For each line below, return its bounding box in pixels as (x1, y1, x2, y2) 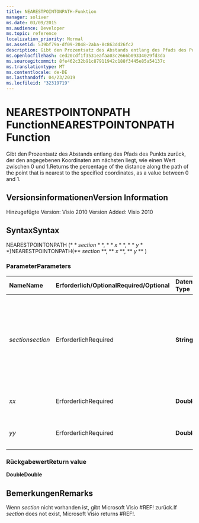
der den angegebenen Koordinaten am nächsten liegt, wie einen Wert (6, 156, 176, 163)
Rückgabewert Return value (6, 457, 87, 466)
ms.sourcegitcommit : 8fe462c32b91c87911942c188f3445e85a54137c (6, 58, 166, 64)
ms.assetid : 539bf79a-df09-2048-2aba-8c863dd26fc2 (6, 42, 134, 48)
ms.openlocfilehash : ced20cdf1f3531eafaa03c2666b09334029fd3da (6, 53, 166, 59)
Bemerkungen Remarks (6, 488, 94, 498)
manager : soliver (6, 14, 49, 20)
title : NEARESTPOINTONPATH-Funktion (6, 8, 97, 15)
